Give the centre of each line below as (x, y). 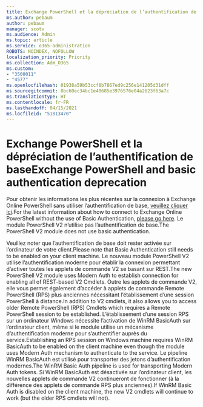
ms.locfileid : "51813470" (39, 114)
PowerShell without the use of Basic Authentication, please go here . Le (95, 219)
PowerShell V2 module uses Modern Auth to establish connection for (92, 275)
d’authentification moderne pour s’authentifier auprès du (77, 333)
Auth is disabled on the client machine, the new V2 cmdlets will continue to (100, 392)
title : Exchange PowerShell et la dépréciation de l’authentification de (101, 12)
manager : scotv (25, 29)
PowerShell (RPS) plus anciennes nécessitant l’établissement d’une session (100, 295)
